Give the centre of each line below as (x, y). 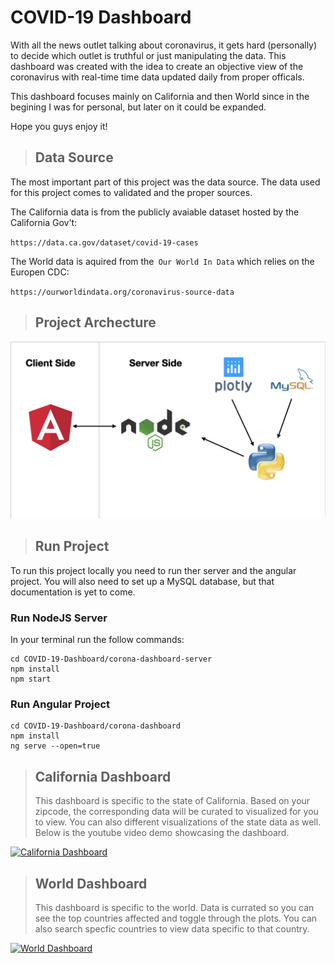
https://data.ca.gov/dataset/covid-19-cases (104, 242)
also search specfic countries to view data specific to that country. (172, 929)
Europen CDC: (40, 272)
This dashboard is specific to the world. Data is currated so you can (174, 908)
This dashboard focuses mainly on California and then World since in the (160, 96)
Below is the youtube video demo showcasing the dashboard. (162, 833)
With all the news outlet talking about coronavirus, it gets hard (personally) (164, 45)
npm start (31, 679)
